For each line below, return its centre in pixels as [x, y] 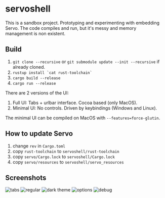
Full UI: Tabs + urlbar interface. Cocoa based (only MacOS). [75, 103]
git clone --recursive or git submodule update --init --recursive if [86, 62]
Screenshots [26, 178]
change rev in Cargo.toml [39, 146]
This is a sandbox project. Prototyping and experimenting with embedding [82, 23]
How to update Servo [39, 134]
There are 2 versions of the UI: [37, 93]
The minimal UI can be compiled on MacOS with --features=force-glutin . [83, 118]
